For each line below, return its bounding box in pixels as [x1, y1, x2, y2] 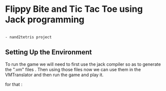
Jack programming [5, 14, 85, 25]
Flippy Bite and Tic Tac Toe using [5, 3, 143, 15]
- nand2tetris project [5, 35, 52, 40]
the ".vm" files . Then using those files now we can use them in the [5, 66, 141, 72]
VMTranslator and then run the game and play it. [5, 72, 104, 78]
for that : [5, 81, 23, 87]
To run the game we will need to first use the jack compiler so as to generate [5, 61, 161, 67]
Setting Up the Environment [5, 48, 92, 56]
